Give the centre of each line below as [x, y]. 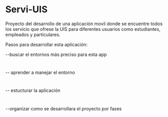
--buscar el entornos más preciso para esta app [56, 54]
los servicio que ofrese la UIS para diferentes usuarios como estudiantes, [83, 29]
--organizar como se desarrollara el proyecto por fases [64, 108]
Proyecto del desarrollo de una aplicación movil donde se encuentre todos [84, 24]
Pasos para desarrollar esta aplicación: [46, 44]
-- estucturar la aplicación [33, 90]
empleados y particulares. [33, 34]
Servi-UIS [26, 9]
